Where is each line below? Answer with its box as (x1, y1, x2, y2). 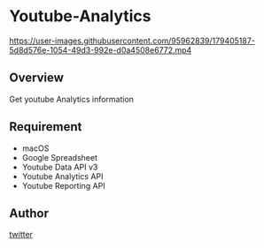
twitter (9, 229, 34, 240)
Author (9, 206, 49, 221)
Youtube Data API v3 (21, 162, 98, 172)
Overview (9, 71, 65, 86)
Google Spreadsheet (21, 152, 98, 162)
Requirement (9, 119, 82, 134)
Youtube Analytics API (21, 170, 104, 182)
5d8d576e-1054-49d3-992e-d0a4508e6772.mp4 (9, 44, 192, 55)
